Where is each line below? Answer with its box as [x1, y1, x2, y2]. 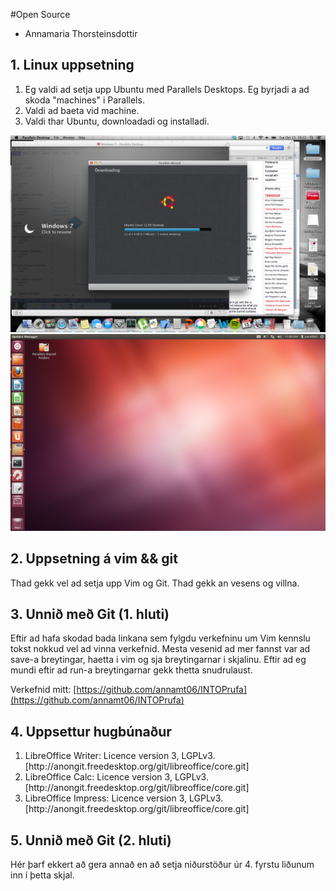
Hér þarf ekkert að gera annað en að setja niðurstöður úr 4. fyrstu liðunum [10, 859, 315, 871]
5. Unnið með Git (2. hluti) [10, 832, 172, 849]
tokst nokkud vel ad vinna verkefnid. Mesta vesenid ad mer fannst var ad [10, 643, 311, 655]
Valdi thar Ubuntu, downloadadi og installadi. [24, 115, 210, 127]
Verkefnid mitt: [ [10, 684, 77, 696]
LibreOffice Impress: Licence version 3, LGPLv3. [24, 792, 224, 804]
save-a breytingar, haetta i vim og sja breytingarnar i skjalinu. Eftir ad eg [10, 654, 307, 666]
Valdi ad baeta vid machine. [24, 104, 140, 116]
